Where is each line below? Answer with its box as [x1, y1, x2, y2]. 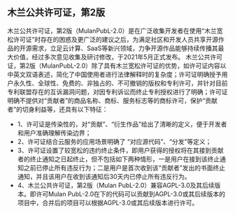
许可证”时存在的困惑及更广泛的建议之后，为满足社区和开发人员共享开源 [13, 35, 219, 43]
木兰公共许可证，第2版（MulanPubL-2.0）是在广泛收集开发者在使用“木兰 [7, 27, 217, 35]
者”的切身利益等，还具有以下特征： [7, 105, 108, 113]
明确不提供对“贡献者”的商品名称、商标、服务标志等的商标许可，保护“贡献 [7, 96, 218, 105]
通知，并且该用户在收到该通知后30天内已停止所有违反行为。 [17, 172, 191, 180]
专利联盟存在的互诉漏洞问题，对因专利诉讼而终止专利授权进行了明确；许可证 [7, 87, 228, 96]
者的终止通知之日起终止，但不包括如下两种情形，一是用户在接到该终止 [17, 154, 220, 163]
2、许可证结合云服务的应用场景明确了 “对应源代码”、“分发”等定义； [17, 137, 212, 145]
